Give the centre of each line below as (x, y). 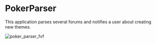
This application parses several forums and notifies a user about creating (78, 22)
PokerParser (31, 8)
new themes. (18, 27)
